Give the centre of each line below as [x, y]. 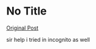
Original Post [22, 28]
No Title [27, 11]
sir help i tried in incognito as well [48, 39]
